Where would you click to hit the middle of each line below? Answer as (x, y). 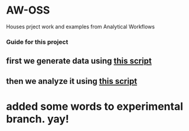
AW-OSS (28, 10)
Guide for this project (37, 42)
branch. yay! (38, 119)
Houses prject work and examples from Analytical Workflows (81, 27)
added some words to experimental (94, 106)
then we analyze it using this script (72, 81)
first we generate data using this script (79, 61)
